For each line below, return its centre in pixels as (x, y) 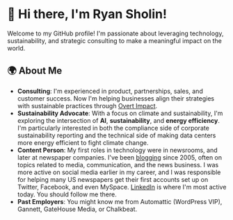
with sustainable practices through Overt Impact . (87, 105)
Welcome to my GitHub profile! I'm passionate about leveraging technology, (115, 33)
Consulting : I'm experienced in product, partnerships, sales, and (110, 91)
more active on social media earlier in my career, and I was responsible (119, 172)
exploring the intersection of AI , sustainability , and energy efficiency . (119, 120)
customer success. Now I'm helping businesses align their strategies (115, 98)
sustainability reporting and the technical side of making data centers (116, 135)
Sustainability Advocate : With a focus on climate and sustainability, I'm (120, 113)
